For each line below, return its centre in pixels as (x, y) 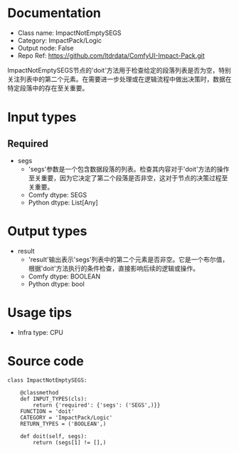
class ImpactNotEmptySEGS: (47, 380)
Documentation (54, 13)
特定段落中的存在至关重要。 (48, 88)
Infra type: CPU (41, 332)
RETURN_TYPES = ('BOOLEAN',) (63, 424)
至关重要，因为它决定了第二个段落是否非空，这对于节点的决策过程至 (128, 178)
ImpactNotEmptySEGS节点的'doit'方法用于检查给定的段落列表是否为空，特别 (119, 70)
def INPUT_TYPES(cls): (54, 399)
